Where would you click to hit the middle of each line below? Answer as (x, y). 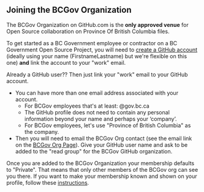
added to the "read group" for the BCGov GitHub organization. (94, 151)
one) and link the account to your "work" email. (66, 62)
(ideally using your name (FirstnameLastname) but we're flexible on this (97, 56)
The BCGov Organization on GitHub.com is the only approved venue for (97, 24)
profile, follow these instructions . (48, 182)
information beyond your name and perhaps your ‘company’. (100, 119)
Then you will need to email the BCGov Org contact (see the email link (104, 138)
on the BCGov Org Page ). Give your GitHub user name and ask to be (101, 145)
